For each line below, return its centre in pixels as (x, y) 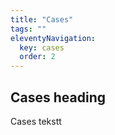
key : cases (42, 47)
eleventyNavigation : (53, 38)
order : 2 (37, 57)
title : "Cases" (42, 19)
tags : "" (28, 29)
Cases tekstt (36, 121)
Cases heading (58, 97)
